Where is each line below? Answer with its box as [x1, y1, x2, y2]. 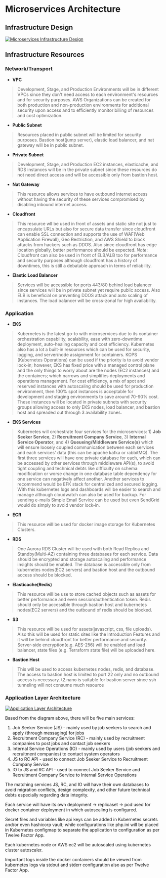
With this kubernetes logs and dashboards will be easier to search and [17, 486, 161, 492]
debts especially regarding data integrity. [5, 792, 89, 798]
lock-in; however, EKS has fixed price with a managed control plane [17, 362, 155, 368]
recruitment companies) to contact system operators [12, 751, 120, 757]
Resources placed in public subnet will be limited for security [17, 132, 142, 137]
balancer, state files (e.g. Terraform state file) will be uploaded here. [17, 647, 156, 653]
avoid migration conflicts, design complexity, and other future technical [5, 787, 150, 793]
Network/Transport [5, 65, 53, 72]
